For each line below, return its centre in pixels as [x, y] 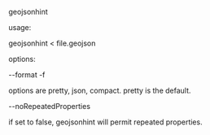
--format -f [27, 75]
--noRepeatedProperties [50, 106]
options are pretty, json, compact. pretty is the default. [100, 90]
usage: [20, 27]
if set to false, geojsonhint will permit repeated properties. [105, 122]
